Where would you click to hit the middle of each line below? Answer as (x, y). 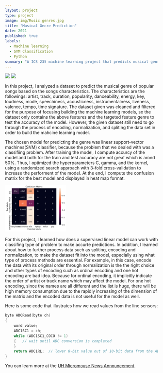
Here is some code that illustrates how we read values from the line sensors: (81, 306)
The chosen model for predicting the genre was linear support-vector (74, 142)
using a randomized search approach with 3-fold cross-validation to (73, 168)
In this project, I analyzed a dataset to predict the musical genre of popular (80, 86)
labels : (13, 41)
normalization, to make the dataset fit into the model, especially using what (80, 255)
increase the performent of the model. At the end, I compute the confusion (80, 173)
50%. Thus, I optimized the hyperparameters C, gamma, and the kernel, (77, 163)
